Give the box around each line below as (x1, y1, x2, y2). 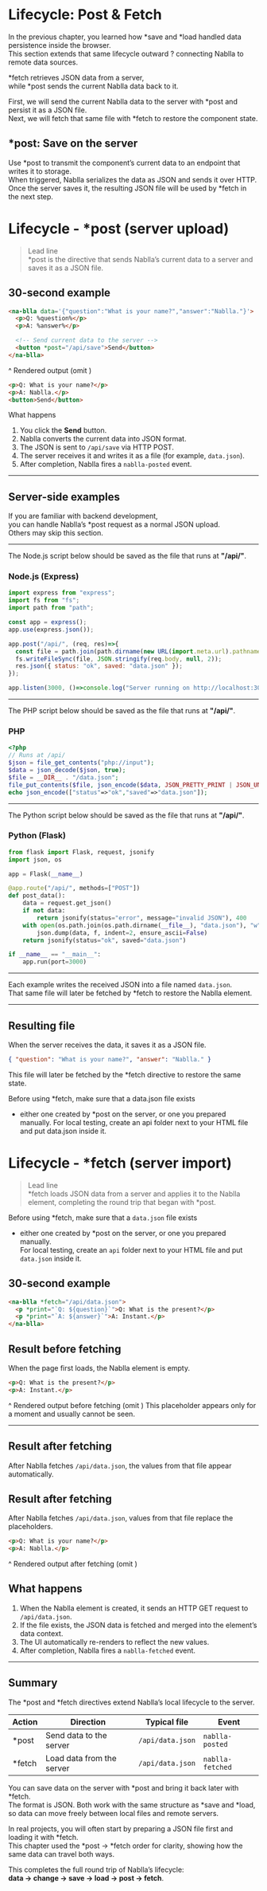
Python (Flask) (8, 830, 66, 842)
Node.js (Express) (8, 571, 79, 583)
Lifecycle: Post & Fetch (8, 6, 162, 24)
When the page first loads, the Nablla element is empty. (8, 1363, 191, 1372)
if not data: (22, 907, 66, 915)
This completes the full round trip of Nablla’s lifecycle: (8, 1865, 184, 1874)
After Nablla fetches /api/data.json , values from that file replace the (8, 1513, 234, 1523)
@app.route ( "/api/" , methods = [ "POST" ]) (8, 885, 141, 893)
